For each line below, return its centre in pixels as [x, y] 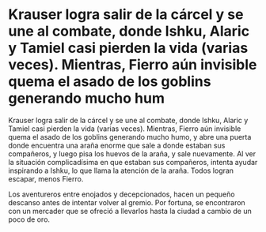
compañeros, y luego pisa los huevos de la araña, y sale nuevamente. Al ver [132, 153]
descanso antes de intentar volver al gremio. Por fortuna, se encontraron [127, 202]
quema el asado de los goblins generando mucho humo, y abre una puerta [130, 137]
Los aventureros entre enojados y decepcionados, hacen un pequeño [122, 194]
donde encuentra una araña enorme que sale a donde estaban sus [117, 145]
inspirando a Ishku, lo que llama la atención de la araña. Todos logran [121, 170]
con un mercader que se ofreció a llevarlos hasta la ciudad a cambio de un [130, 211]
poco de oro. [29, 219]
